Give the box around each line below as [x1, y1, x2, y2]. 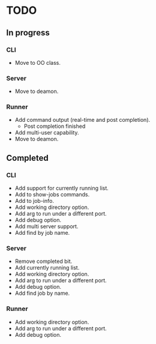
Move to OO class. [14, 59, 61, 66]
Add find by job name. [14, 229, 70, 237]
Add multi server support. [14, 223, 79, 230]
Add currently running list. [14, 264, 80, 271]
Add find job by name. [14, 289, 70, 297]
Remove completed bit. [14, 258, 73, 265]
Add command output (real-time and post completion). [14, 116, 151, 124]
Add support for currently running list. [14, 184, 109, 192]
